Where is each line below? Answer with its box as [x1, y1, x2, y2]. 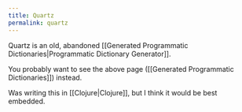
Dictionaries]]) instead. [8, 73, 82, 82]
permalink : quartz [8, 19, 68, 27]
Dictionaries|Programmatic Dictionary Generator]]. [8, 49, 171, 58]
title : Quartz [8, 11, 55, 20]
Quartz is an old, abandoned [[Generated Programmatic [8, 40, 189, 50]
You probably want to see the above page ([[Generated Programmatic [8, 64, 234, 73]
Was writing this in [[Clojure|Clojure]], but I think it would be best [8, 88, 218, 97]
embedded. [8, 96, 46, 106]
